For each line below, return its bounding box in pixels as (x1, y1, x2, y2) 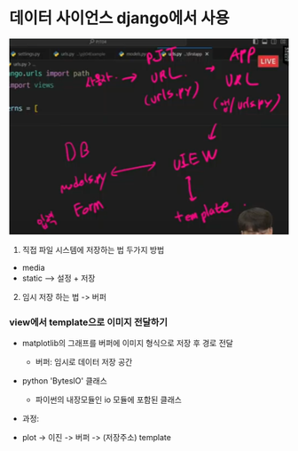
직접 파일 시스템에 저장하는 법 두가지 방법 (21, 244, 165, 255)
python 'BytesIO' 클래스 (21, 375, 108, 386)
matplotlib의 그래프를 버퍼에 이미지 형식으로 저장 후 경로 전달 (21, 337, 233, 348)
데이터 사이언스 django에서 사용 (9, 8, 231, 28)
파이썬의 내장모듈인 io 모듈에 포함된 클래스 (35, 394, 182, 405)
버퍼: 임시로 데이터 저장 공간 (35, 356, 133, 367)
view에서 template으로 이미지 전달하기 (9, 316, 169, 328)
